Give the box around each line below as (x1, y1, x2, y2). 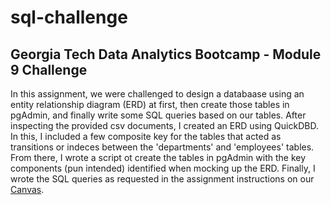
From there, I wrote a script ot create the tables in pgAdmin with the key (10, 152, 307, 163)
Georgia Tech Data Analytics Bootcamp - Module (10, 46, 322, 63)
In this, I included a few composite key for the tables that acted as (10, 131, 282, 142)
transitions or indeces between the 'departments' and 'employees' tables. (10, 141, 315, 153)
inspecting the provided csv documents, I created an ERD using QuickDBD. (10, 120, 319, 131)
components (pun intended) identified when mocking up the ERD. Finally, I (10, 162, 316, 174)
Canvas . (10, 184, 45, 195)
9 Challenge (10, 61, 88, 78)
